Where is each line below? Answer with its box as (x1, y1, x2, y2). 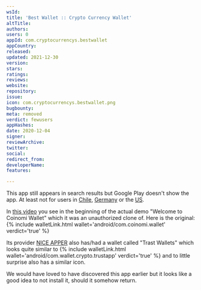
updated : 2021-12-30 (6, 54, 59, 60)
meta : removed (6, 111, 43, 117)
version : (6, 60, 29, 66)
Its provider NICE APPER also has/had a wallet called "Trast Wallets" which (6, 239, 194, 247)
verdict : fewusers (6, 116, 53, 122)
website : (6, 83, 29, 89)
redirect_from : (6, 156, 45, 162)
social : (6, 150, 26, 157)
